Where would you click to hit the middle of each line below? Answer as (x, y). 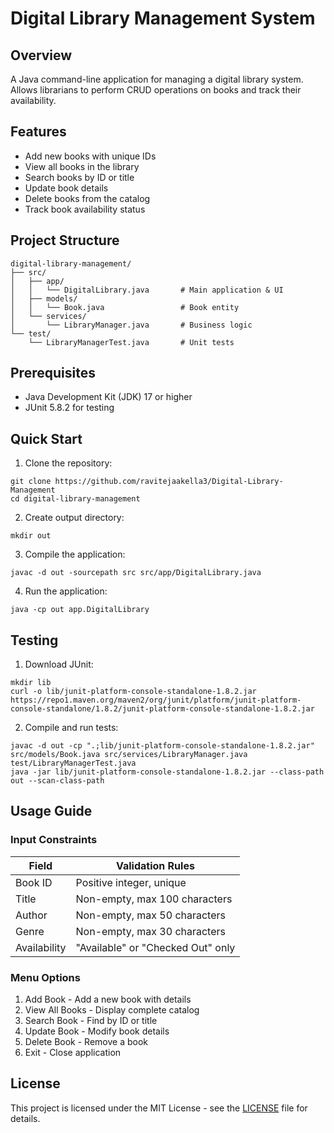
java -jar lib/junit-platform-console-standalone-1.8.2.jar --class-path (167, 772)
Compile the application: (75, 554)
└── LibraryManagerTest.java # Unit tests (131, 342)
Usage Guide (51, 811)
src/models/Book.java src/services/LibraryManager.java (129, 755)
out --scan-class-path (57, 781)
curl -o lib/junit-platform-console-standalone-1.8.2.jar (133, 692)
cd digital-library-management (75, 499)
